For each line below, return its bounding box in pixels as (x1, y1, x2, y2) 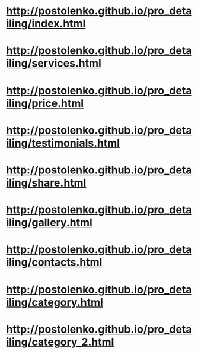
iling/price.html (6, 96, 84, 110)
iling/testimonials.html (6, 136, 120, 150)
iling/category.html (6, 295, 104, 309)
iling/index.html (6, 17, 86, 30)
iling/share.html (6, 176, 87, 189)
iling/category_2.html (6, 335, 114, 349)
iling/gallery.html (6, 216, 93, 229)
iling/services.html (6, 56, 102, 70)
